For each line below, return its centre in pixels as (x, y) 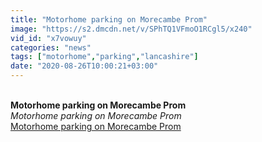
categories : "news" (51, 47)
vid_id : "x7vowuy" (48, 38)
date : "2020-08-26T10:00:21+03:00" (84, 66)
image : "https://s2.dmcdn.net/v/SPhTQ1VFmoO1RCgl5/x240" (131, 29)
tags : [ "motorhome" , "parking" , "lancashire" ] (104, 57)
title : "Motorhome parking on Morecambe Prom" (109, 19)
